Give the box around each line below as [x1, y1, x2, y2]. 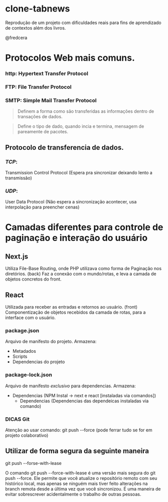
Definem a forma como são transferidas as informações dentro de [17, 108, 154, 114]
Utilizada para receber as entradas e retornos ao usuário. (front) [5, 304, 138, 310]
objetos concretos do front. [5, 276, 62, 282]
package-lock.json [5, 371, 53, 378]
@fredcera [5, 35, 28, 41]
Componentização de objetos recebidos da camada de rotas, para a [5, 309, 146, 316]
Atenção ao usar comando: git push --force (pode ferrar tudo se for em [5, 427, 152, 433]
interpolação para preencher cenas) [5, 204, 80, 210]
